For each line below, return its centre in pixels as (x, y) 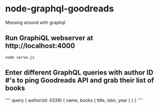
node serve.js (20, 57)
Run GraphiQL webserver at (49, 38)
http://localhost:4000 (40, 46)
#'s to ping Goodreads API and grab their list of (79, 80)
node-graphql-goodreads (59, 9)
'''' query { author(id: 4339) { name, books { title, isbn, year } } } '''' (74, 100)
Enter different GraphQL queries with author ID (79, 73)
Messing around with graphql (35, 22)
